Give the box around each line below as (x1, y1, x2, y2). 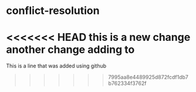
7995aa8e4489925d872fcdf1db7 (108, 74, 189, 81)
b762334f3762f (108, 80, 147, 87)
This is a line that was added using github (6, 62, 107, 69)
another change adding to (6, 43, 135, 56)
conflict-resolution (6, 4, 100, 17)
